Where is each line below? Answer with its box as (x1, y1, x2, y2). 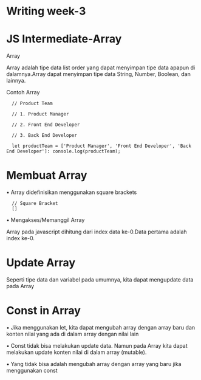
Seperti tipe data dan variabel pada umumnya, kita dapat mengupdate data (6, 276, 194, 283)
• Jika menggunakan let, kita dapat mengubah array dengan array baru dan (6, 323, 196, 331)
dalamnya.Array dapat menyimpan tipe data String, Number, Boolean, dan (6, 71, 191, 78)
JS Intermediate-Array (6, 32, 122, 46)
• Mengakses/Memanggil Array (6, 216, 85, 224)
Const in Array (6, 304, 81, 317)
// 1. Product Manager (12, 111, 69, 117)
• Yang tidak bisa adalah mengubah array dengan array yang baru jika (6, 360, 182, 367)
